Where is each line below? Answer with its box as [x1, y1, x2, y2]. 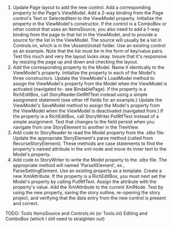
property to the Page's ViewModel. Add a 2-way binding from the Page [12, 10, 163, 16]
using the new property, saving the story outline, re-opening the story [12, 190, 161, 195]
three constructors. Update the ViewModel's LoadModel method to [12, 75, 155, 81]
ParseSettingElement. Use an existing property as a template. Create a [12, 168, 162, 174]
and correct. [12, 200, 40, 207]
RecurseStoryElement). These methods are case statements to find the [12, 140, 163, 147]
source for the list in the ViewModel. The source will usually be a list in [12, 37, 162, 43]
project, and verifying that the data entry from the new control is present [12, 195, 166, 201]
